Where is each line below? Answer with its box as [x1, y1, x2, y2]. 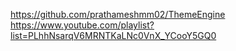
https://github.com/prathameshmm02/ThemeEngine [10, 9, 226, 20]
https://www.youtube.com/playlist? [10, 19, 155, 31]
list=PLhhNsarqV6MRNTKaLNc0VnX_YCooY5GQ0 [10, 30, 217, 41]
